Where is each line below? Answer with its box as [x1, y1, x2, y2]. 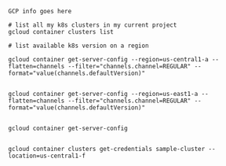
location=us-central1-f [8, 152, 86, 160]
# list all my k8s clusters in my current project [8, 21, 177, 29]
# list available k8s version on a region [8, 42, 149, 50]
